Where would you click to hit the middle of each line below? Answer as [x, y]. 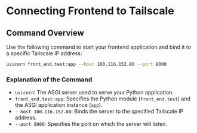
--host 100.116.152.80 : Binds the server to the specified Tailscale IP [99, 112]
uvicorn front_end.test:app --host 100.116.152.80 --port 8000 [87, 64]
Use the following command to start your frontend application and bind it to [99, 47]
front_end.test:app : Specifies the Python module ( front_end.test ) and [103, 99]
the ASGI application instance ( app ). [59, 105]
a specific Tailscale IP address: [44, 53]
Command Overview [45, 33]
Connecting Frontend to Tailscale [90, 11]
